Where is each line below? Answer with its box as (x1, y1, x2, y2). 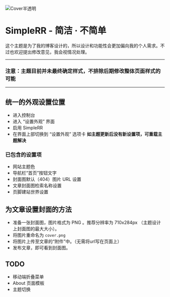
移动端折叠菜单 (12, 273, 44, 280)
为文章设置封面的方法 (5, 205, 72, 214)
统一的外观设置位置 (5, 97, 65, 106)
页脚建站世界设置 (12, 189, 49, 195)
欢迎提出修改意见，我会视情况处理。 (14, 48, 90, 55)
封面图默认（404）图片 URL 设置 (12, 176, 81, 182)
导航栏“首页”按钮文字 (12, 170, 57, 176)
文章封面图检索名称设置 (12, 182, 62, 189)
